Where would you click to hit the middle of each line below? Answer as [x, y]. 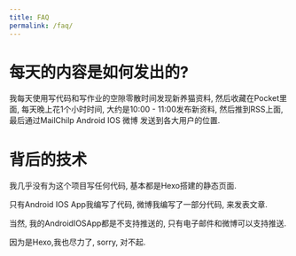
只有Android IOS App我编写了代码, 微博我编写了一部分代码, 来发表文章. [138, 205]
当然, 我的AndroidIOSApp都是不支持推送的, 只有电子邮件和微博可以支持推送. [148, 223]
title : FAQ [29, 17]
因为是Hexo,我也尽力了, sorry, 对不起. [78, 242]
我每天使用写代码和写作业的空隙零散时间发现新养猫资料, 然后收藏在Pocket [144, 98]
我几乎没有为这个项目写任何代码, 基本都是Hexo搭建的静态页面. [123, 186]
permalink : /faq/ [41, 26]
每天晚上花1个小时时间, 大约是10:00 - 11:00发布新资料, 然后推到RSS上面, [152, 109]
